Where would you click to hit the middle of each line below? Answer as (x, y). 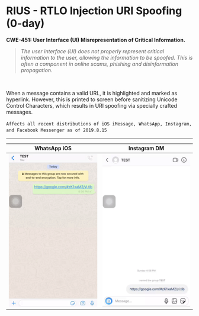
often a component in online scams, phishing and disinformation (99, 64)
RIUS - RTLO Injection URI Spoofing (94, 11)
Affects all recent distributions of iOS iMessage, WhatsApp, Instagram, (99, 124)
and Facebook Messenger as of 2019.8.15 (57, 130)
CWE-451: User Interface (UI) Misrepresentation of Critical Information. (96, 40)
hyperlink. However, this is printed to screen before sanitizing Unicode (92, 99)
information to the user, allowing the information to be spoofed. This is (107, 57)
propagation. (36, 70)
